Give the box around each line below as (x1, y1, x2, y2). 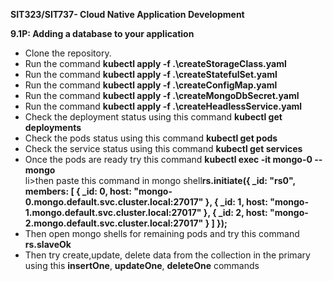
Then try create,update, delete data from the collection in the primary (24, 249, 311, 261)
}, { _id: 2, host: (203, 207, 268, 218)
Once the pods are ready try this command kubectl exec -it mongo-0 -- (24, 154, 323, 165)
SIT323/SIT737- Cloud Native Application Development (10, 9, 245, 20)
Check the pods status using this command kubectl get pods (24, 132, 278, 144)
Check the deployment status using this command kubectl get (24, 111, 283, 123)
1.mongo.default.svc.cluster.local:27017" (24, 207, 202, 218)
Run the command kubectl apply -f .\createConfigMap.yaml (24, 79, 278, 91)
